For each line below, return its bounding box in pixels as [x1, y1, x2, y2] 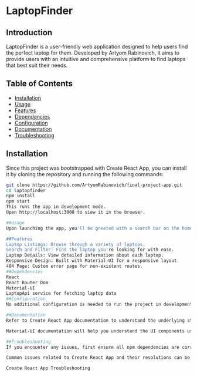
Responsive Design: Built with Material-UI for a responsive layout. [6, 258, 180, 264]
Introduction [6, 28, 53, 38]
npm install [6, 193, 35, 199]
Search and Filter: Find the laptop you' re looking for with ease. [6, 247, 175, 253]
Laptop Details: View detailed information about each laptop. [6, 253, 164, 258]
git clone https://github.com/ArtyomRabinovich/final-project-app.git [6, 182, 182, 188]
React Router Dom [6, 280, 49, 285]
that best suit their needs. [6, 62, 68, 69]
